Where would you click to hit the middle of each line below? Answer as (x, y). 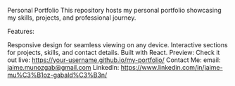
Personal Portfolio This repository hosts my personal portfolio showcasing (114, 10)
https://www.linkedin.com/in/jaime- (172, 67)
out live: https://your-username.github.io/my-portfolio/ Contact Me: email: (114, 60)
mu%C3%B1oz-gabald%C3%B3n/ (57, 75)
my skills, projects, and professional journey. (72, 18)
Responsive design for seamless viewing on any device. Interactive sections (118, 45)
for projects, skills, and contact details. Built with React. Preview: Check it (114, 53)
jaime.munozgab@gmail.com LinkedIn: (63, 67)
